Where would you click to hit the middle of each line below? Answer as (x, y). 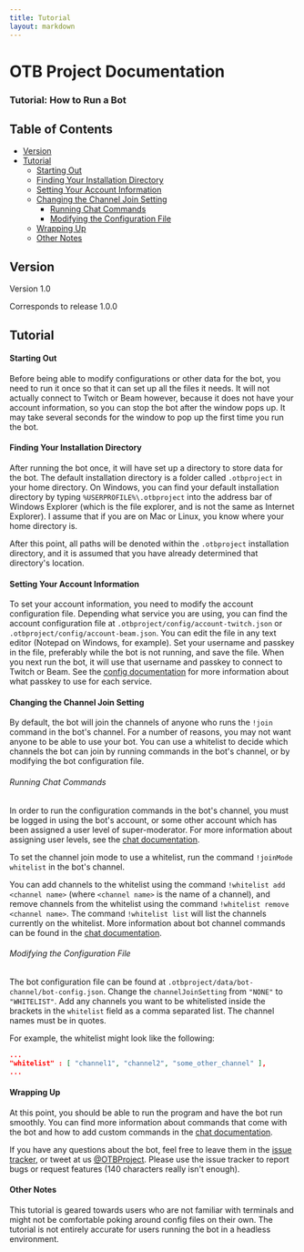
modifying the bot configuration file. (77, 761)
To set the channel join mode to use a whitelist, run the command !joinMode (151, 857)
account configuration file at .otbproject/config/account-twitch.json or (146, 624)
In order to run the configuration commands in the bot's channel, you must (149, 810)
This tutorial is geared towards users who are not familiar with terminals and (152, 1210)
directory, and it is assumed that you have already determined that (134, 554)
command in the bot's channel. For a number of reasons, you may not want (150, 732)
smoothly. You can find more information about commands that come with (148, 1122)
